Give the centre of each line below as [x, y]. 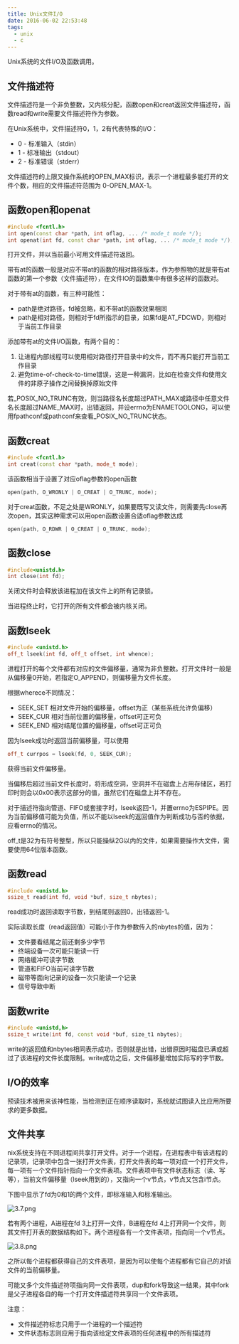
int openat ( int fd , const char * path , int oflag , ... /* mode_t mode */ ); [121, 240]
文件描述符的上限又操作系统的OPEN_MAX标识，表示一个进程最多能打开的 [115, 176]
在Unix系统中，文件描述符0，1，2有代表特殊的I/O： [83, 128]
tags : [15, 27]
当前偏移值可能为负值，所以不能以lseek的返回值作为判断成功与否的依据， [121, 816]
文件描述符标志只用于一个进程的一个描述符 [80, 1324]
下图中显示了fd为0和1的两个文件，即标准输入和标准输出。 [91, 1195]
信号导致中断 [36, 986]
